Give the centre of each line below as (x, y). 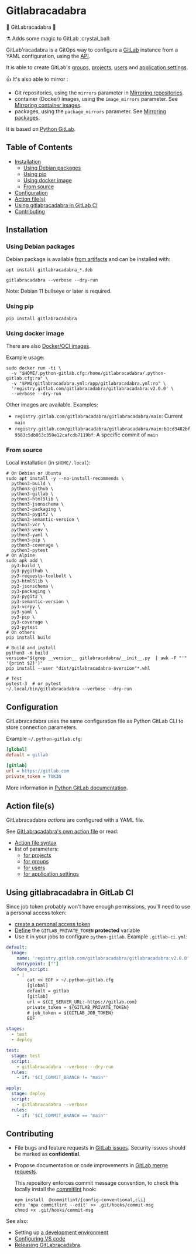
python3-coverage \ (35, 545)
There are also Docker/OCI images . (48, 346)
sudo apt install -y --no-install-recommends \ (65, 479)
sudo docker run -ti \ (34, 368)
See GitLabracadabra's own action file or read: (62, 832)
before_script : (30, 969)
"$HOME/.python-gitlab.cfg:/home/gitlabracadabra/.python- (92, 374)
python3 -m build (27, 653)
